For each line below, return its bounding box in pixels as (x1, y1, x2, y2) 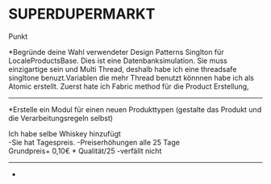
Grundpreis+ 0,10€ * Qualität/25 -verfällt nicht (8, 146, 162, 156)
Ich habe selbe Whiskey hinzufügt (8, 128, 121, 138)
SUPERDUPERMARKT (8, 5, 156, 23)
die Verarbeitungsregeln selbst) (8, 113, 114, 123)
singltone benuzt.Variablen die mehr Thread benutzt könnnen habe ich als (8, 73, 254, 82)
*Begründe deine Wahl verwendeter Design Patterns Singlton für (8, 47, 224, 56)
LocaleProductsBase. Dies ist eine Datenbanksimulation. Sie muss (8, 56, 228, 65)
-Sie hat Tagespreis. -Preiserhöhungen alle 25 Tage (8, 137, 180, 147)
